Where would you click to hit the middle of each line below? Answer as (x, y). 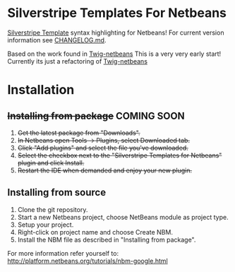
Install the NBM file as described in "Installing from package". (107, 240)
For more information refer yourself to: (63, 253)
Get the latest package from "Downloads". (79, 133)
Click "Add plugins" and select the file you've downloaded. (103, 148)
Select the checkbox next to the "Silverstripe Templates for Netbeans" (120, 155)
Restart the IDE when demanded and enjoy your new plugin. (105, 170)
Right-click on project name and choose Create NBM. (95, 232)
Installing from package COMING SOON (96, 116)
